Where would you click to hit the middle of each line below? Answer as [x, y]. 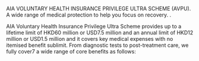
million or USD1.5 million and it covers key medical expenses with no [90, 39]
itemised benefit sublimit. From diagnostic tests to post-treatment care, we [97, 45]
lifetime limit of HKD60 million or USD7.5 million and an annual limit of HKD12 [100, 33]
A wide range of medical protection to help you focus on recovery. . [89, 15]
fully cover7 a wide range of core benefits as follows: [71, 52]
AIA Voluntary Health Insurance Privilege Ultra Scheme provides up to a [94, 26]
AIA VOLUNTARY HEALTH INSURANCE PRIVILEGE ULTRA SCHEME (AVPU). [99, 9]
